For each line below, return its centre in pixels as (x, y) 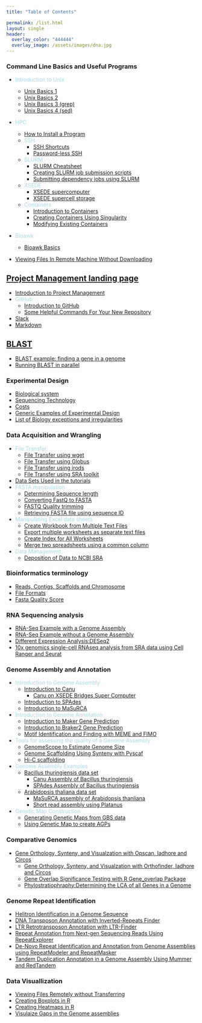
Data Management (38, 551)
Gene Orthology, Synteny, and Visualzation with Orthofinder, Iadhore (109, 866)
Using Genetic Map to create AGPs (67, 824)
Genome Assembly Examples (51, 766)
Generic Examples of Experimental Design (67, 413)
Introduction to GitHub (52, 306)
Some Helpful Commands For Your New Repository (88, 312)
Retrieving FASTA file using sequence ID (74, 512)
